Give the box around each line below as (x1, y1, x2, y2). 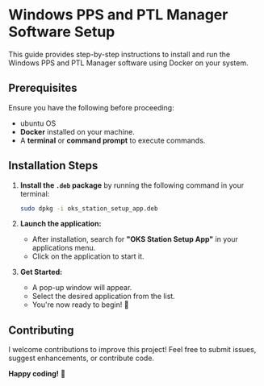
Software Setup (8, 23, 115, 41)
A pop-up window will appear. (31, 283, 132, 293)
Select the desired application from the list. (31, 292, 175, 301)
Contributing (8, 323, 74, 337)
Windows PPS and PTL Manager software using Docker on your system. (8, 58, 249, 68)
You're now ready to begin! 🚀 (31, 300, 129, 309)
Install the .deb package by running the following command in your (19, 180, 245, 190)
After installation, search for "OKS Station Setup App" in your (31, 235, 238, 244)
